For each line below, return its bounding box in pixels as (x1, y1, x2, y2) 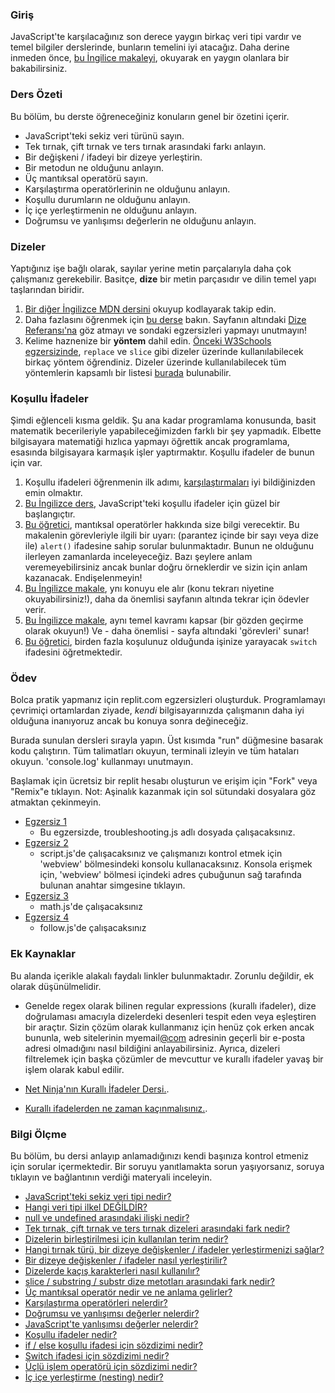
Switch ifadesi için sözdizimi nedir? (24, 1350, 170, 1362)
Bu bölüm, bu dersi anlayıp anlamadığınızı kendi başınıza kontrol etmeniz (10, 1150, 310, 1162)
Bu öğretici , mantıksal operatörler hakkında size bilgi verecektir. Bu (24, 519, 300, 531)
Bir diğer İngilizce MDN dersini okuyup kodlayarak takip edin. (24, 303, 277, 315)
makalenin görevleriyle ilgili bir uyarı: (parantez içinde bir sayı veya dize (24, 529, 319, 542)
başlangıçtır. (24, 508, 76, 520)
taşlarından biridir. (10, 283, 85, 295)
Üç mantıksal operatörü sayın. (24, 172, 148, 184)
